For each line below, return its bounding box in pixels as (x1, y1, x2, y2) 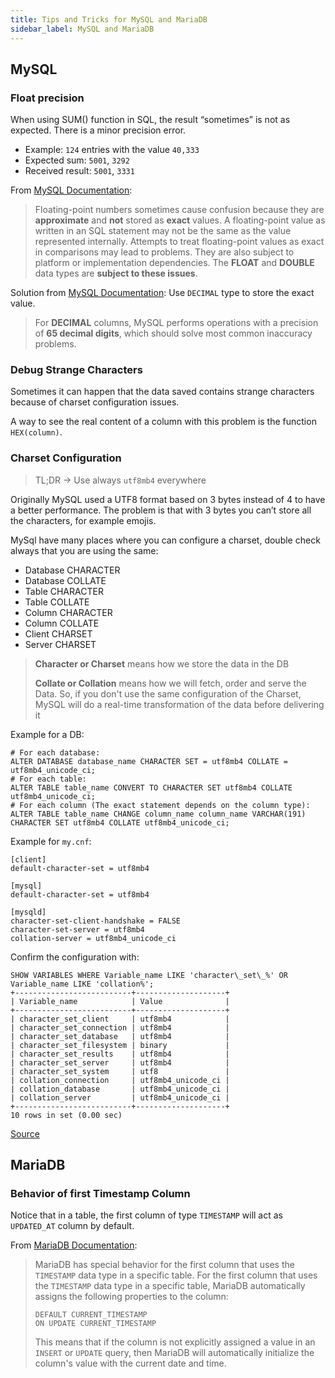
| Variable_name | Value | (10, 996, 230, 1006)
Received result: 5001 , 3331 (24, 165, 135, 177)
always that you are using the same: (10, 544, 159, 556)
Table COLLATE (24, 596, 90, 608)
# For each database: (10, 747, 101, 758)
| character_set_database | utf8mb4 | (10, 1031, 230, 1041)
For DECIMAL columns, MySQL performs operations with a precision (34, 317, 319, 329)
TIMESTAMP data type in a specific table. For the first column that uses (34, 1269, 318, 1281)
